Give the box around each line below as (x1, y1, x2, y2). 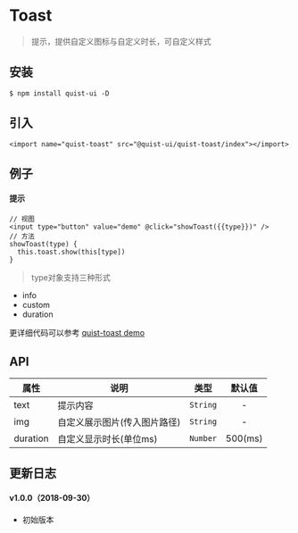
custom (21, 300, 51, 311)
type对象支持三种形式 (30, 272, 112, 283)
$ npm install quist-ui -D (9, 88, 110, 98)
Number (188, 433, 218, 443)
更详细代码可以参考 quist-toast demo (9, 328, 145, 338)
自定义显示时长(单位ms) (57, 432, 158, 445)
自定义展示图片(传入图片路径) (57, 416, 181, 429)
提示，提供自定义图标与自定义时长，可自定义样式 (30, 36, 211, 46)
